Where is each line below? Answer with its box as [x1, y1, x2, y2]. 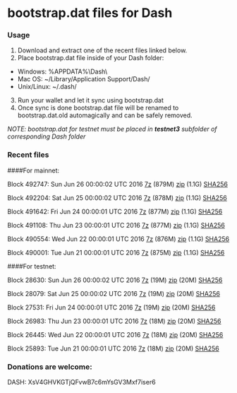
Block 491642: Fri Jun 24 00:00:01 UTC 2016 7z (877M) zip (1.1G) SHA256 [7, 207, 223, 216]
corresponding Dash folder [7, 132, 86, 141]
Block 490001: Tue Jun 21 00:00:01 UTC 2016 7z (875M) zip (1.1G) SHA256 [7, 248, 225, 257]
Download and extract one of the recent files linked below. [17, 46, 188, 54]
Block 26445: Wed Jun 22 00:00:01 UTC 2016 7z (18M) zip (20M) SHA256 [7, 330, 224, 339]
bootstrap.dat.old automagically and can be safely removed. [17, 111, 193, 119]
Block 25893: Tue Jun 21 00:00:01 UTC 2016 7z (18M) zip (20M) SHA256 [7, 344, 220, 353]
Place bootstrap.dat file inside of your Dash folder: [17, 54, 164, 62]
